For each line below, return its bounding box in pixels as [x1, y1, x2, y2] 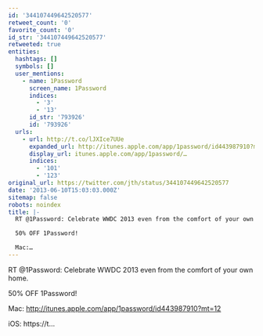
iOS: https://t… [8, 319, 56, 328]
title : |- [8, 208, 41, 216]
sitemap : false [8, 193, 58, 201]
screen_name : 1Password [28, 84, 107, 92]
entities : [8, 48, 41, 56]
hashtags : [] [15, 56, 58, 63]
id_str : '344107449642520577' [8, 33, 107, 42]
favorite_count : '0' [8, 26, 76, 34]
